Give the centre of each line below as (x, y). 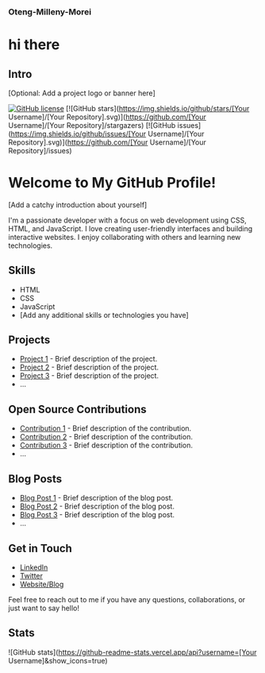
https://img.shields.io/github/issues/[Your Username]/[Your (108, 133)
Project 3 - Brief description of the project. (89, 376)
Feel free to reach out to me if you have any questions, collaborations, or (127, 599)
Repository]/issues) (40, 150)
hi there (34, 45)
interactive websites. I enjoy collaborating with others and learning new (125, 237)
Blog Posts (35, 479)
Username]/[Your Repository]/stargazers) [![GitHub (92, 125)
